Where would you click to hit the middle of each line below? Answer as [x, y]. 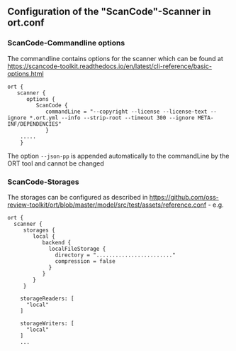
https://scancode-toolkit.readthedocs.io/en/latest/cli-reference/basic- [110, 66]
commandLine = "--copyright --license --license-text [126, 112]
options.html [26, 73]
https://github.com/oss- [184, 197]
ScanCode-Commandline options [66, 43]
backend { [57, 242]
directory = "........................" [115, 255]
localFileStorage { [77, 249]
